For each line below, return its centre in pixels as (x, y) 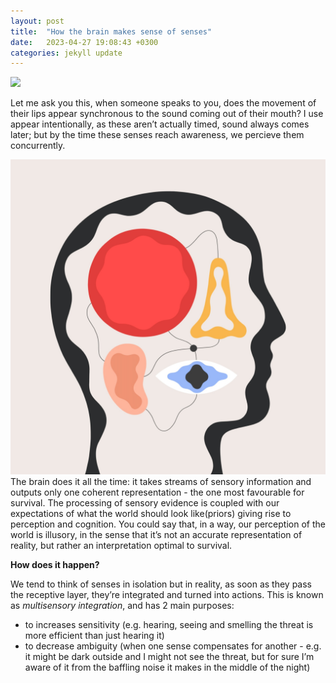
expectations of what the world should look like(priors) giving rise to (151, 514)
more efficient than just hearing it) (94, 636)
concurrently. (38, 146)
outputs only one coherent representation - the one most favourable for (157, 492)
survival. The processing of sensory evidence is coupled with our (145, 503)
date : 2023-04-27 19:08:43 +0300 (84, 42)
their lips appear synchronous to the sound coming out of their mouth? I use (167, 114)
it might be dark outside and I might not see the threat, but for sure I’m (169, 657)
